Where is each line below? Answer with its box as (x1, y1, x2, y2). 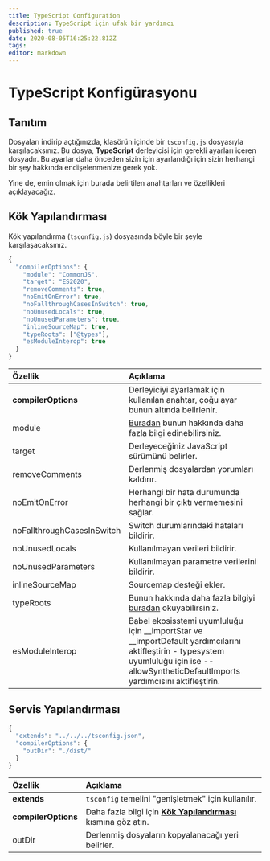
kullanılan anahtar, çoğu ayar (128, 395, 238, 406)
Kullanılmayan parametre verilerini (128, 556, 257, 568)
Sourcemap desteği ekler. (128, 580, 226, 591)
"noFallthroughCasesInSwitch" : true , (22, 301, 149, 309)
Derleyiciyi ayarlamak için (128, 384, 225, 396)
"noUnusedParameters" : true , (22, 315, 121, 323)
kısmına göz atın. (85, 817, 149, 828)
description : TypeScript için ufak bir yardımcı (8, 19, 174, 27)
